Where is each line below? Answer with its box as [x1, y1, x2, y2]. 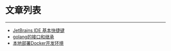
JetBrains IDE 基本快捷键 [12, 27, 65, 33]
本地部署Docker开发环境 [12, 40, 64, 46]
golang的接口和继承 [12, 34, 54, 40]
